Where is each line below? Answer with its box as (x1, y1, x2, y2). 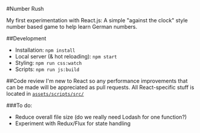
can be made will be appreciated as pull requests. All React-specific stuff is (6, 84, 195, 91)
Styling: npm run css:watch (15, 60, 82, 66)
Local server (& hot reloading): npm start (15, 53, 118, 60)
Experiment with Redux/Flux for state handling (15, 120, 131, 127)
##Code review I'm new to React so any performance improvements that (6, 78, 188, 84)
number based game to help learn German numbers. (6, 23, 138, 30)
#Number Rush (6, 5, 44, 12)
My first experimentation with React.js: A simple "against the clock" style (6, 17, 188, 23)
